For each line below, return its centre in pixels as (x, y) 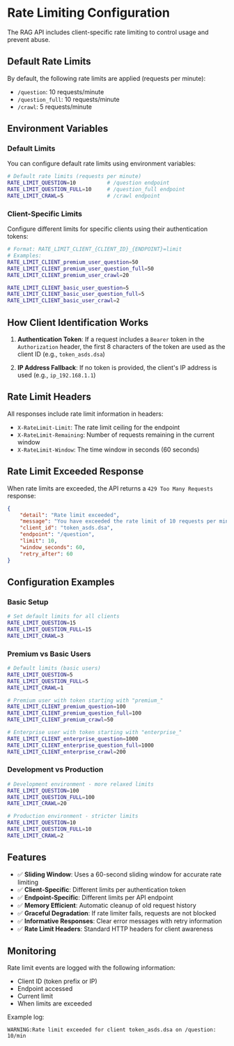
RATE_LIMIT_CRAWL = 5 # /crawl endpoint (84, 196)
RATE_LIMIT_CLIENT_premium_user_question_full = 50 (81, 269)
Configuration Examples (61, 582)
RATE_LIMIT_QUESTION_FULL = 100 (51, 797)
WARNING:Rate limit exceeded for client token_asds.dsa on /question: (112, 1030)
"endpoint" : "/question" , (57, 535)
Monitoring (32, 951)
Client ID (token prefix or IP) (57, 981)
